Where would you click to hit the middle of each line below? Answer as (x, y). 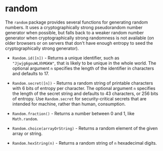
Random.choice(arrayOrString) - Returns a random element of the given (85, 128)
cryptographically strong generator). (42, 48)
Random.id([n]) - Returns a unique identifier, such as (66, 58)
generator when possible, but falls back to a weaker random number (75, 32)
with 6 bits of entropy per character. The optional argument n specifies (84, 88)
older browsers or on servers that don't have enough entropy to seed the (79, 43)
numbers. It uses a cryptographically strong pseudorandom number (74, 27)
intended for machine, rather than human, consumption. (69, 104)
